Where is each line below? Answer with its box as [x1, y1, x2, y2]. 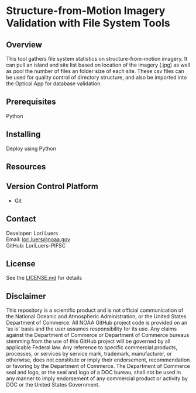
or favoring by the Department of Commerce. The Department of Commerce [6, 363, 190, 370]
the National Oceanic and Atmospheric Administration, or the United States [6, 313, 187, 320]
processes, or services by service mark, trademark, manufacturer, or [6, 350, 172, 357]
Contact [6, 214, 36, 224]
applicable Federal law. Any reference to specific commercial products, [6, 344, 178, 351]
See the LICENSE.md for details [6, 274, 82, 281]
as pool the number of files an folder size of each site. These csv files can [6, 68, 184, 74]
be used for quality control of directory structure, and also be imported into [6, 74, 187, 81]
